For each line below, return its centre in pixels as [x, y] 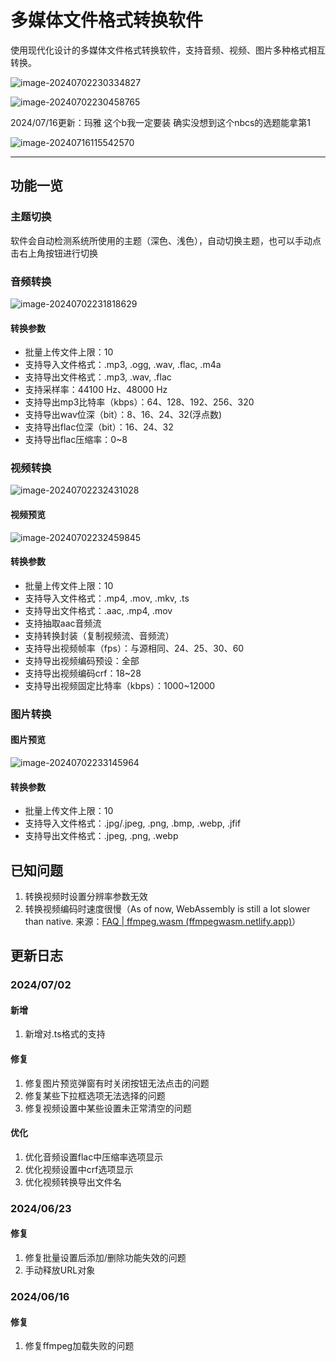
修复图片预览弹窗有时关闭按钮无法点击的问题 [117, 1083]
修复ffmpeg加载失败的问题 [79, 1346]
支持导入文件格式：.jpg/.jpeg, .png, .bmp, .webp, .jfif [133, 823]
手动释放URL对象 [60, 1270]
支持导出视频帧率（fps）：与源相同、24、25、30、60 [134, 648]
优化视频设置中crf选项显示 [79, 1169]
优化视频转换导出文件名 [73, 1182]
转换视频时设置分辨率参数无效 [86, 896]
